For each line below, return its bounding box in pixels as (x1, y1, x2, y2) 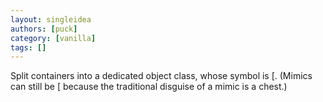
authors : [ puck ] (10, 24, 78, 34)
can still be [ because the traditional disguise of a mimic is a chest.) (10, 81, 288, 93)
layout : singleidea (10, 14, 92, 25)
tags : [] (10, 42, 47, 53)
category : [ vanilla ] (10, 33, 97, 43)
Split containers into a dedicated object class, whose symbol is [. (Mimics (10, 70, 313, 82)
